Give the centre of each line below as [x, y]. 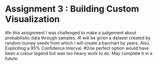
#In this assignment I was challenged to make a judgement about [71, 32]
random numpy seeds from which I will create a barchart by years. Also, [78, 43]
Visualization [32, 19]
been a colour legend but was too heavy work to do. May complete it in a [79, 53]
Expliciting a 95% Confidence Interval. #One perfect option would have [77, 48]
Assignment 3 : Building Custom [72, 9]
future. [12, 58]
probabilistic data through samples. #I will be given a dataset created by [78, 38]
